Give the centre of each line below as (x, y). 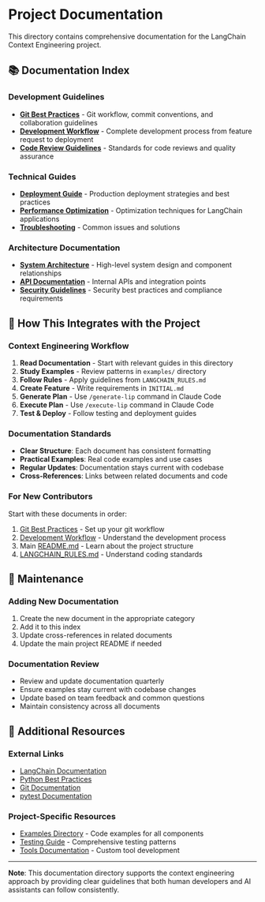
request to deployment (56, 139)
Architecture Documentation (64, 248)
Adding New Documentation (63, 601)
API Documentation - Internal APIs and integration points (113, 282)
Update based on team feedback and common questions (112, 698)
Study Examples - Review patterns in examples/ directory (113, 371)
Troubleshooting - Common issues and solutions (100, 227)
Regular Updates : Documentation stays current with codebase (121, 468)
